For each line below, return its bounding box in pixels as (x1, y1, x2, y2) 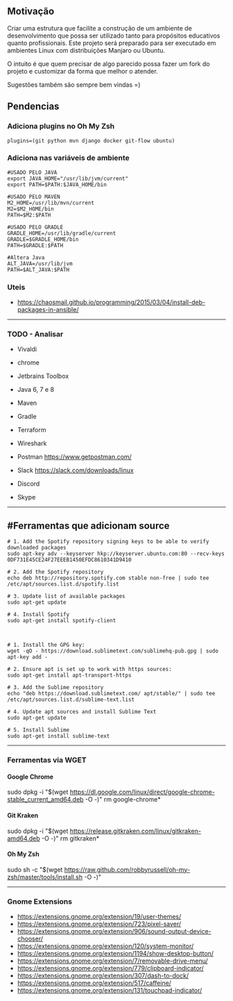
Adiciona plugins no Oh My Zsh (7, 122, 115, 131)
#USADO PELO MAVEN (7, 193, 60, 200)
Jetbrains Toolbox (17, 372, 69, 381)
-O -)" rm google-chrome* (85, 795, 161, 804)
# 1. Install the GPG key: (7, 642, 85, 649)
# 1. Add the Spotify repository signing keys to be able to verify (7, 538, 209, 545)
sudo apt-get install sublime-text (7, 733, 110, 740)
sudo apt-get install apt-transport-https (7, 672, 132, 679)
